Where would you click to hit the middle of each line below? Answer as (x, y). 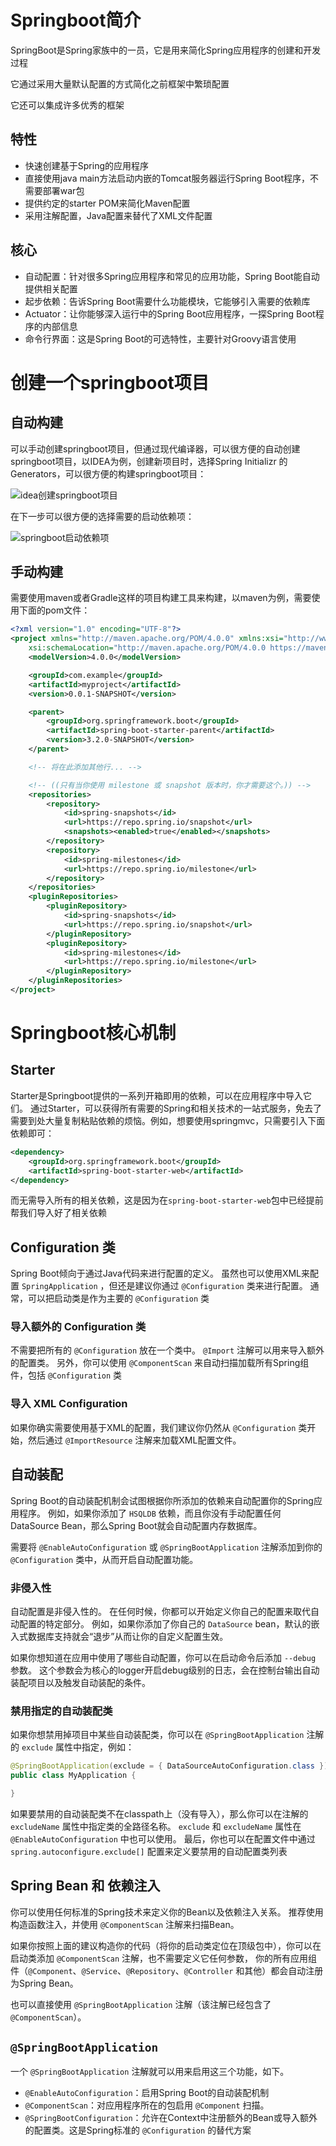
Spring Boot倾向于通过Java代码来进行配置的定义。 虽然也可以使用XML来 (160, 1273)
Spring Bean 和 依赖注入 (85, 1886)
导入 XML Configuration (69, 1404)
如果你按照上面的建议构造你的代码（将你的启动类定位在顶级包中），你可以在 (166, 1945)
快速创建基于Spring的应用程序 (87, 165)
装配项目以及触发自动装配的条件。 (80, 1682)
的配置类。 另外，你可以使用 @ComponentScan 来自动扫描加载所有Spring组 (160, 1363)
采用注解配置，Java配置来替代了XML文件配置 (118, 215)
